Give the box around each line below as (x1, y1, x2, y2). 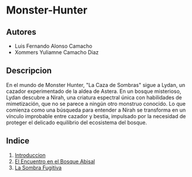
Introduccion (14, 151, 46, 159)
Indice (6, 136, 29, 146)
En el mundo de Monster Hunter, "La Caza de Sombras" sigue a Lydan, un (6, 81, 186, 88)
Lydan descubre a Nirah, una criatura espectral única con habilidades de (6, 93, 183, 101)
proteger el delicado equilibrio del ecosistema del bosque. (6, 119, 147, 126)
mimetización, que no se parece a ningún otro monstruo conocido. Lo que (6, 100, 186, 107)
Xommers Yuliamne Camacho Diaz (14, 49, 99, 56)
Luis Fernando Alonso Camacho (14, 42, 92, 49)
